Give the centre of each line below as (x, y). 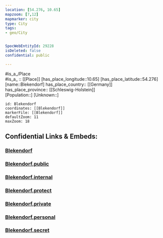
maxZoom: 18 (17, 121)
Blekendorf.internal (29, 177)
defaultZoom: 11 (22, 117)
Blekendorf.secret (27, 230)
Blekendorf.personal (30, 217)
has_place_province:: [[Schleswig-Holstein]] (50, 89)
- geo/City (16, 33)
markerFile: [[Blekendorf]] (34, 113)
